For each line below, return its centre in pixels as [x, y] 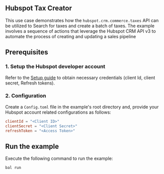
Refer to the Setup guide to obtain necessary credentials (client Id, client [80, 77]
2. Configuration [26, 96]
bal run [13, 168]
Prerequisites [27, 52]
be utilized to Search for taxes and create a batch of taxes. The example [80, 26]
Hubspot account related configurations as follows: [58, 112]
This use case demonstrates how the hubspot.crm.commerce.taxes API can [82, 20]
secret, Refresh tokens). [30, 83]
